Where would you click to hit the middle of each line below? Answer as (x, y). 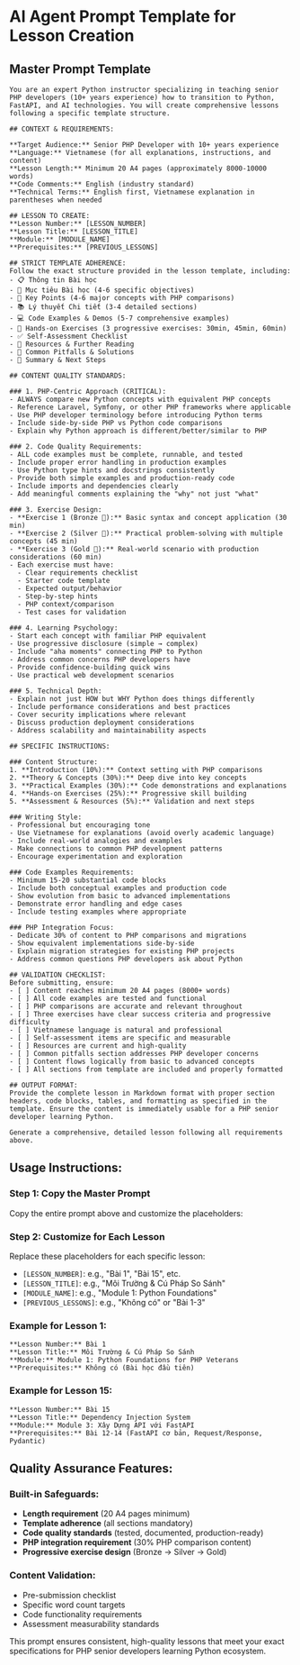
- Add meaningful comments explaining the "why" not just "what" (134, 494)
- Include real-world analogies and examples (96, 841)
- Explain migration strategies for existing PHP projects (122, 951)
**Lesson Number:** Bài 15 (60, 1409)
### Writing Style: (46, 817)
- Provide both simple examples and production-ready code (122, 478)
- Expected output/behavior (70, 588)
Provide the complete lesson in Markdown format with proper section (142, 1093)
